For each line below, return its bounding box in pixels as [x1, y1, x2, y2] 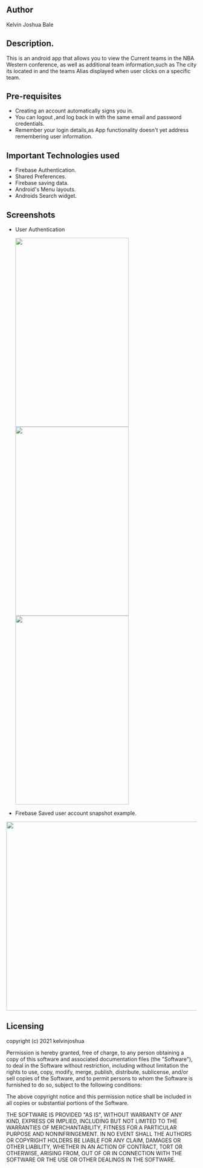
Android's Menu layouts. [14, 186, 76, 193]
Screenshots [6, 210, 56, 220]
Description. [6, 39, 54, 49]
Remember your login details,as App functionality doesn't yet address [14, 126, 189, 134]
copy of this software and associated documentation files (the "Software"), [6, 1055, 193, 1063]
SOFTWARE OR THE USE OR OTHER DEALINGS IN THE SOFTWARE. [6, 1156, 176, 1163]
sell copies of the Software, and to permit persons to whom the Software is [6, 1074, 193, 1082]
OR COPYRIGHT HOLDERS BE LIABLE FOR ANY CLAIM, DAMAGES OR [6, 1137, 181, 1144]
